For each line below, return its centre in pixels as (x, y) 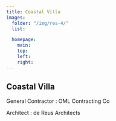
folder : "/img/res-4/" (40, 23)
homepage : (24, 40)
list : (19, 29)
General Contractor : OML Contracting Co (58, 101)
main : (24, 45)
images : (16, 18)
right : (25, 62)
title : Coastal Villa (34, 12)
